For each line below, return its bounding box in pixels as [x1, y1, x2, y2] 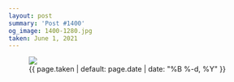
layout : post [8, 11, 53, 20]
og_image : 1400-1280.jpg [8, 27, 93, 35]
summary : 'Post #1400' [8, 19, 85, 27]
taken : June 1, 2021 [8, 34, 79, 43]
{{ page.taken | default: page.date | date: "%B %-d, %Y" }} [28, 64, 226, 74]
